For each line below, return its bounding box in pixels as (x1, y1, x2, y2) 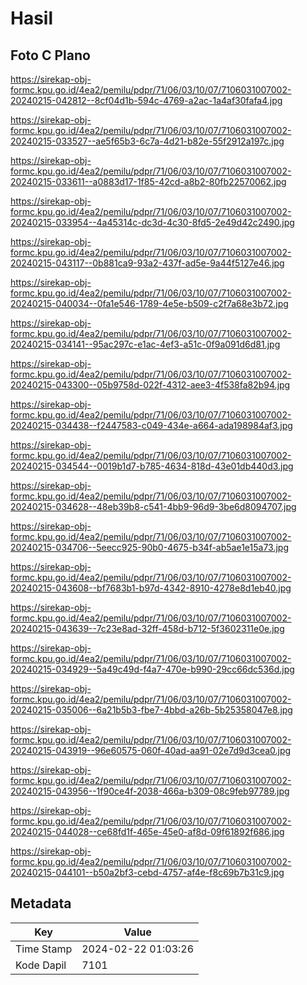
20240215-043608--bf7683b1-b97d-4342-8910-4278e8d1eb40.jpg (10, 582, 292, 594)
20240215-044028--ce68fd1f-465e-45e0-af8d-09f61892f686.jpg (10, 826, 285, 837)
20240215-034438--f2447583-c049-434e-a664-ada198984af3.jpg (10, 420, 293, 431)
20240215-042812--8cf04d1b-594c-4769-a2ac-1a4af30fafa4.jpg (10, 95, 283, 106)
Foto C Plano (10, 47, 91, 64)
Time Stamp (15, 942, 73, 956)
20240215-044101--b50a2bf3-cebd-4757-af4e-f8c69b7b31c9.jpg (10, 867, 285, 878)
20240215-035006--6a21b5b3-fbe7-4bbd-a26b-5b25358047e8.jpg (10, 704, 293, 716)
